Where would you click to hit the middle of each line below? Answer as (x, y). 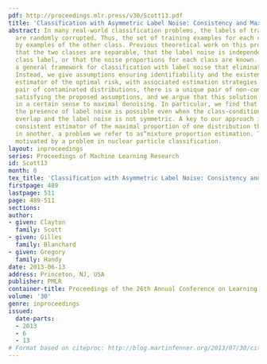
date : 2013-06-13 (37, 267)
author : (21, 215)
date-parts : (35, 319)
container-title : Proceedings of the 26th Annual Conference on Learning (133, 289)
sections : (25, 207)
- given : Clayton (37, 223)
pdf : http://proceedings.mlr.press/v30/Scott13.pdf (95, 15)
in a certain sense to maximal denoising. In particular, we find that (137, 104)
